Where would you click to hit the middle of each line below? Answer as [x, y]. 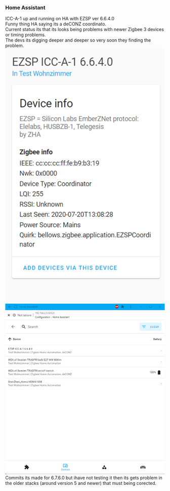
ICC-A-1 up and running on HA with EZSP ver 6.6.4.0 [60, 19]
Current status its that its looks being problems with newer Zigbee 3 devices [85, 29]
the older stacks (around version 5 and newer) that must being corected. [81, 483]
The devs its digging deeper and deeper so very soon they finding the [78, 40]
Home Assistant [25, 8]
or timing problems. [26, 35]
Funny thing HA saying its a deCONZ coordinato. [56, 24]
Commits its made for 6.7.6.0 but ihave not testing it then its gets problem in [84, 478]
